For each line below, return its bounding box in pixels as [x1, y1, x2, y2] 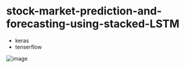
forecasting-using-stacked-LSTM [6, 17, 180, 31]
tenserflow [14, 43, 42, 51]
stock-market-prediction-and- [6, 4, 162, 18]
